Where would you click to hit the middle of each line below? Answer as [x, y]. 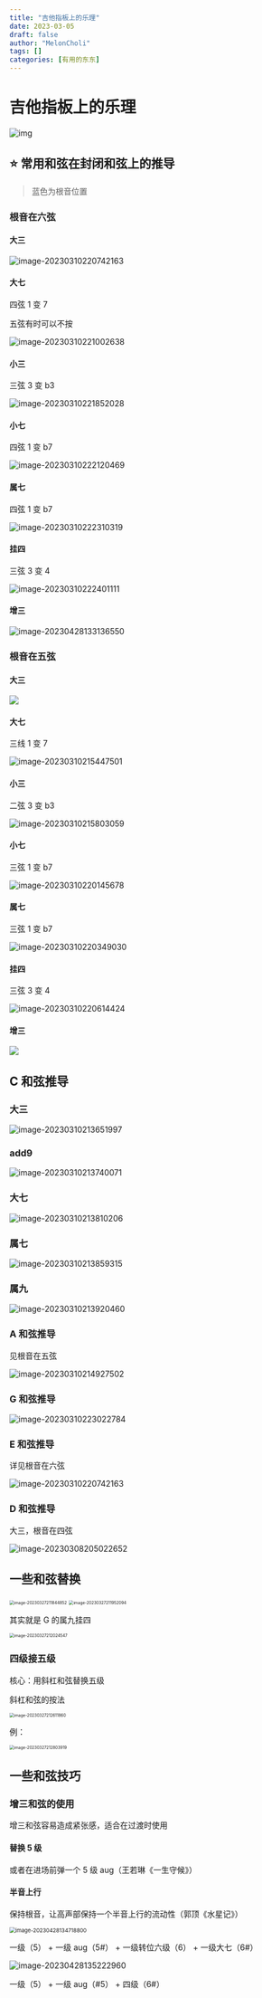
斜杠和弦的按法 [37, 1699]
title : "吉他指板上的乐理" [55, 18]
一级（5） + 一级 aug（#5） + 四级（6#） [87, 1984]
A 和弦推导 [33, 1334]
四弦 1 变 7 [28, 305]
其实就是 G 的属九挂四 [51, 1620]
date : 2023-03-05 [42, 26]
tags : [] [26, 52]
